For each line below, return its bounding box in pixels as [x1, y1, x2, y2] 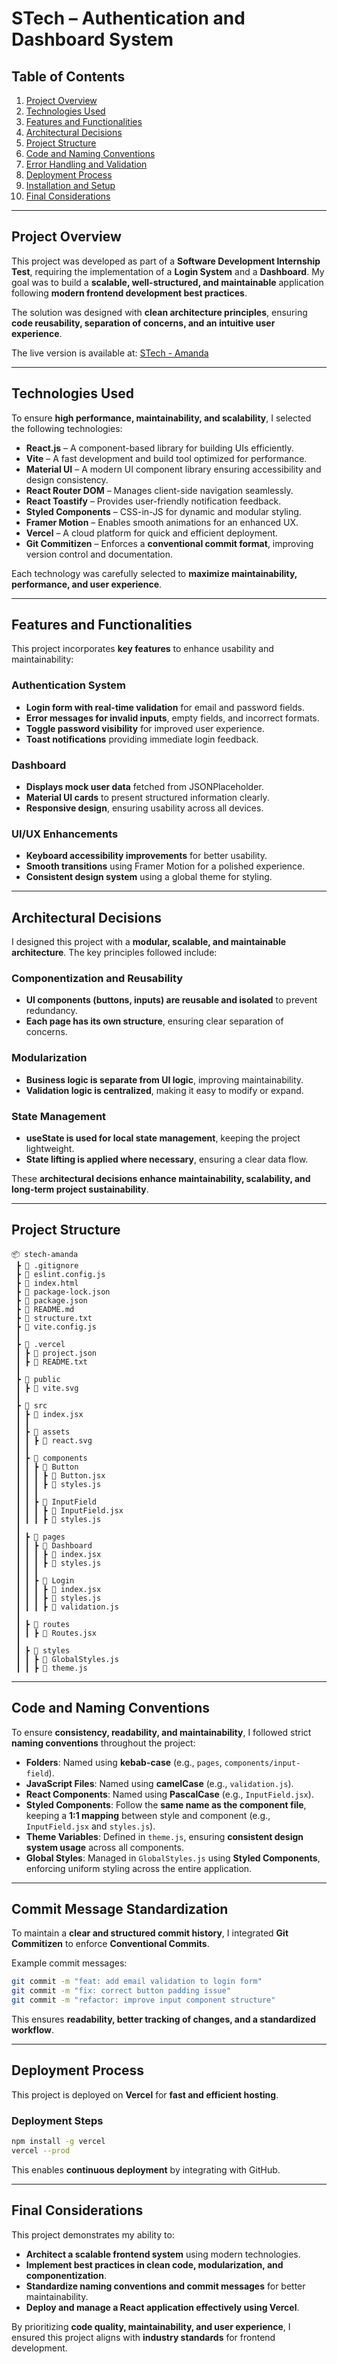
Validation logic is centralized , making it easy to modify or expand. [25, 1084, 304, 1096]
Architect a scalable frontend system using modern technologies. [25, 2248, 301, 2260]
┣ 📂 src [15, 1400, 48, 1411]
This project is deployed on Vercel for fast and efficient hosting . [11, 2088, 279, 2101]
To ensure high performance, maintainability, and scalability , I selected [11, 412, 312, 424]
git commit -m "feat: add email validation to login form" [11, 1977, 263, 1987]
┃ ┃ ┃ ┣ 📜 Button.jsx [15, 1470, 106, 1481]
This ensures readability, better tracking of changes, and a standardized [11, 2013, 316, 2026]
